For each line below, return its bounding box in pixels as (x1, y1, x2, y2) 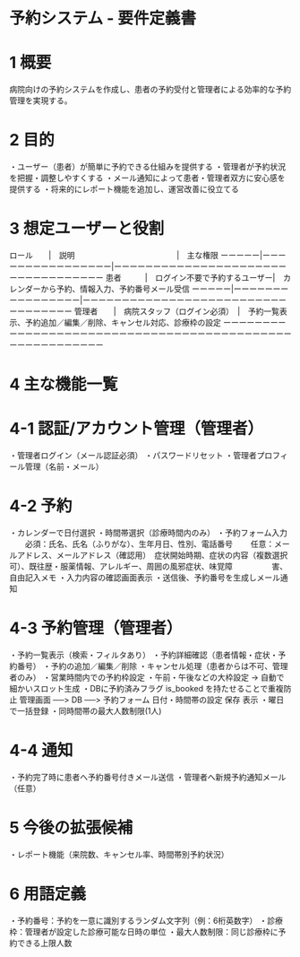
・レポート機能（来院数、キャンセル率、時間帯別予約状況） (9, 848, 229, 859)
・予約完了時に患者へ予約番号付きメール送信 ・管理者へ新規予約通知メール (9, 771, 287, 782)
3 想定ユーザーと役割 (9, 219, 165, 239)
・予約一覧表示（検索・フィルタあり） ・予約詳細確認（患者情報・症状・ (9, 649, 279, 660)
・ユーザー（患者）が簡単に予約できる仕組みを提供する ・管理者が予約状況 (9, 161, 287, 172)
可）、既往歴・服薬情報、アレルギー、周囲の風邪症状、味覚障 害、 (9, 561, 288, 572)
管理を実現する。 (9, 95, 73, 106)
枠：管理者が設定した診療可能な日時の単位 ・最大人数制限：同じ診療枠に (9, 926, 279, 937)
